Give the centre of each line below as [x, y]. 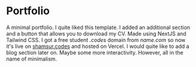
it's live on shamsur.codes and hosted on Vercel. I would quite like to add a [98, 46]
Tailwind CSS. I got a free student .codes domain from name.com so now [96, 40]
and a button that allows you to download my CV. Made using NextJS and [96, 33]
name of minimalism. [32, 59]
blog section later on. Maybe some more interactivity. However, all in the [95, 52]
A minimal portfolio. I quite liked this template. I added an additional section [98, 27]
